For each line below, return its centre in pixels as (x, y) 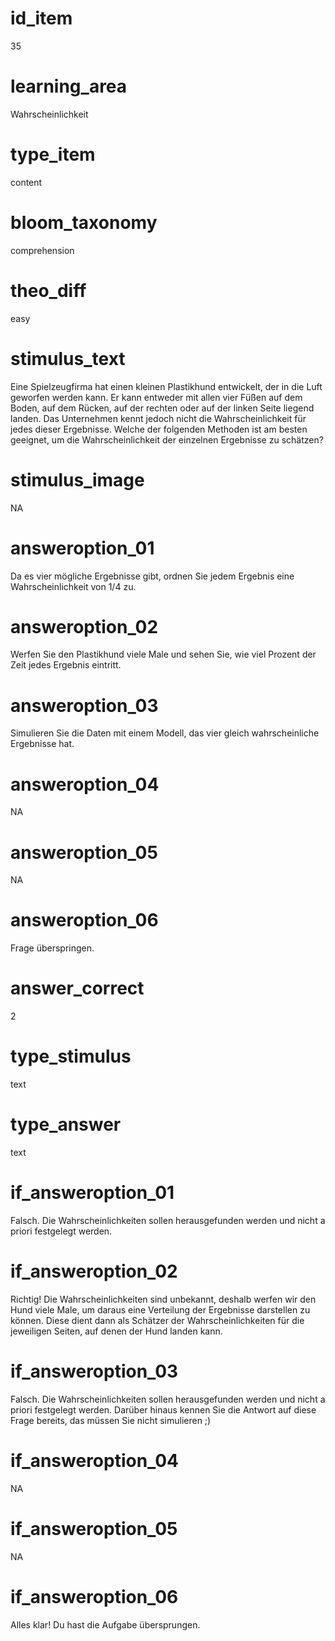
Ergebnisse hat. (42, 744)
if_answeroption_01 (92, 1193)
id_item (41, 18)
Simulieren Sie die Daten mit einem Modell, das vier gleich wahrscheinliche (165, 733)
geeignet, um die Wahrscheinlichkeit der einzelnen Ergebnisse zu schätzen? (167, 439)
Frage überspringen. (52, 948)
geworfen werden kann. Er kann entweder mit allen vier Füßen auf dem (156, 397)
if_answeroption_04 (94, 1461)
